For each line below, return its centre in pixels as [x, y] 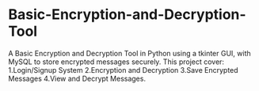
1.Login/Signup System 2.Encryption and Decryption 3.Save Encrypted [124, 70]
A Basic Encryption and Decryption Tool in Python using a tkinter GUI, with [129, 53]
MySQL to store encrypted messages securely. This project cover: [116, 62]
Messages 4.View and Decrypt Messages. [77, 78]
